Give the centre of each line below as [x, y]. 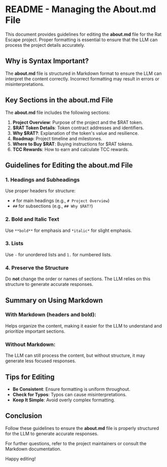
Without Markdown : [30, 344]
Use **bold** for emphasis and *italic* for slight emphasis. [69, 230]
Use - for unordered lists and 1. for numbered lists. [59, 254]
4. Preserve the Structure [37, 268]
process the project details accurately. [45, 45]
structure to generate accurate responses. [49, 284]
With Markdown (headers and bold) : [51, 315]
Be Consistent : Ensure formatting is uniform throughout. [71, 389]
